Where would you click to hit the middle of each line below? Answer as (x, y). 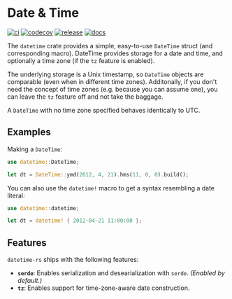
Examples (29, 132)
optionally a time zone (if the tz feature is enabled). (81, 60)
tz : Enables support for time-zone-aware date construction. (103, 288)
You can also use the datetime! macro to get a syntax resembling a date (111, 188)
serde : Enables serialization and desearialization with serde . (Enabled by (121, 273)
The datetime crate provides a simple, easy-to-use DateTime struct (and (110, 46)
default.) (30, 281)
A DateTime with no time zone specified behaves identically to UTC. (104, 110)
